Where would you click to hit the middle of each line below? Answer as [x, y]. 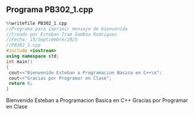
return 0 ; [21, 84]
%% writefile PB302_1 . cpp [37, 23]
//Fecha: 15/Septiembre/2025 [42, 40]
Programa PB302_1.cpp [50, 10]
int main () [19, 61]
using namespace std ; [33, 56]
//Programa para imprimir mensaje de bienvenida [67, 29]
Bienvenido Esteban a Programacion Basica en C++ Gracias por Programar [97, 100]
